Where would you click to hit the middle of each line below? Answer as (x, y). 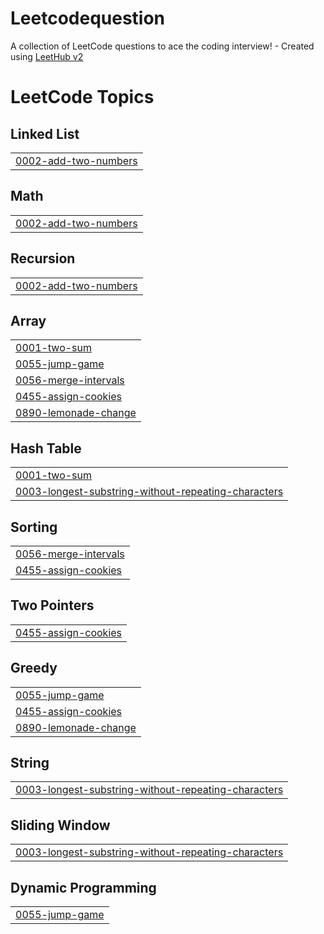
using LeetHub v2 (47, 56)
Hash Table (46, 448)
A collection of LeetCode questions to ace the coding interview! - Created (162, 46)
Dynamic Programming (83, 887)
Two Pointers (52, 605)
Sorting (34, 527)
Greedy (34, 668)
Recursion (43, 258)
